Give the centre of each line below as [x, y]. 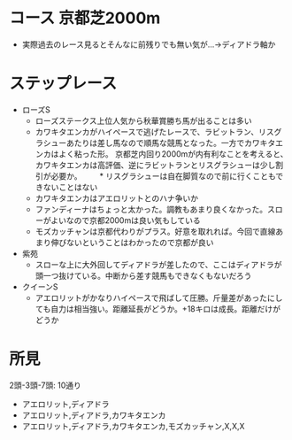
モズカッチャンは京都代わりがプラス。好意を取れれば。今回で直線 [155, 231]
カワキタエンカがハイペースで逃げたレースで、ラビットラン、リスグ [158, 131]
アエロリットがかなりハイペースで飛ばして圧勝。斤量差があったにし [159, 297]
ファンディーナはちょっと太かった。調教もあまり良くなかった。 [151, 209]
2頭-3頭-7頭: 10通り [46, 385]
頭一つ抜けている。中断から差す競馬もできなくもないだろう [143, 275]
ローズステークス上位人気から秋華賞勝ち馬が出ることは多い [143, 120]
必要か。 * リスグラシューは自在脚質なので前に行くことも [163, 176]
